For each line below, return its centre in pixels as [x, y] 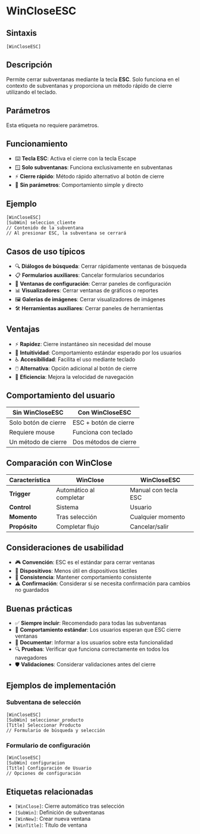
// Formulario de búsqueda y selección [56, 730]
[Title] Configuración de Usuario [49, 768]
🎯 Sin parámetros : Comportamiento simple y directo [79, 185]
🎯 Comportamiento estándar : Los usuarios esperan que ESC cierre [98, 630]
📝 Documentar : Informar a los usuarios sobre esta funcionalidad [94, 643]
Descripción [29, 65]
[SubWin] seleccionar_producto [45, 720]
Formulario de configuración [48, 745]
